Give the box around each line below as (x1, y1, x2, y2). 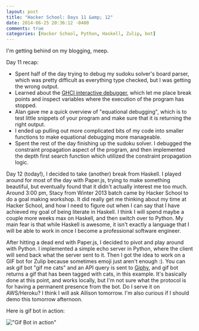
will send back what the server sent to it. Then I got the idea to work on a (6, 251, 186, 259)
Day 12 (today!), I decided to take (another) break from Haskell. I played (6, 170, 182, 177)
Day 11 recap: (6, 59, 39, 66)
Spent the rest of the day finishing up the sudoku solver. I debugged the (14, 140, 192, 147)
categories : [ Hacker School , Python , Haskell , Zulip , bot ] (6, 31, 156, 37)
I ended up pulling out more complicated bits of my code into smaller (14, 127, 184, 135)
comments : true (6, 25, 44, 32)
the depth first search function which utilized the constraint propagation (14, 152, 192, 160)
